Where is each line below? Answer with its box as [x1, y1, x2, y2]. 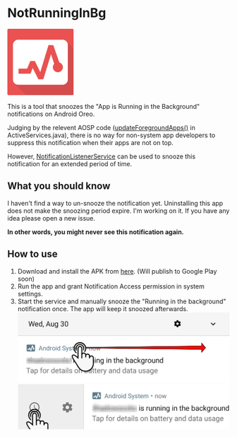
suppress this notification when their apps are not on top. [7, 138, 174, 146]
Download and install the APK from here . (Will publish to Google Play [17, 267, 217, 275]
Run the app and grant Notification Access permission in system [17, 281, 205, 291]
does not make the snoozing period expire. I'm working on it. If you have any [7, 206, 230, 215]
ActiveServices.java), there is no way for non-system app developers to [7, 131, 216, 139]
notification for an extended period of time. [7, 159, 133, 168]
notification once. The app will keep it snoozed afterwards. [17, 304, 188, 313]
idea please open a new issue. [7, 214, 96, 222]
